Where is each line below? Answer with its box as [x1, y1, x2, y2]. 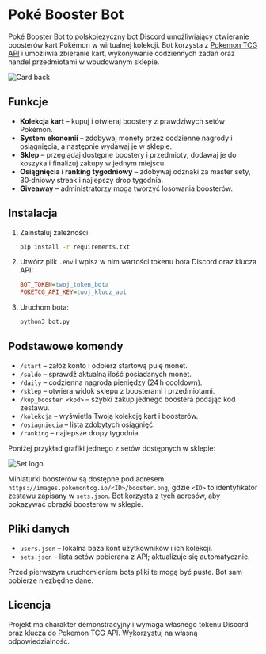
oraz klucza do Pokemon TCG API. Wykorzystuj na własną [8, 628, 198, 637]
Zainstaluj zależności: [19, 227, 91, 237]
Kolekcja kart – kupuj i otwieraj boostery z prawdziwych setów [19, 116, 226, 126]
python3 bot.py [19, 318, 70, 326]
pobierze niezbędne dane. [8, 576, 93, 585]
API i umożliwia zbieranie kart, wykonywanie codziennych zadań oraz [8, 48, 235, 58]
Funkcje [8, 95, 49, 108]
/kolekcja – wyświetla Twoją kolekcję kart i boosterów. [19, 411, 199, 420]
